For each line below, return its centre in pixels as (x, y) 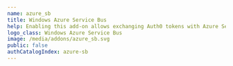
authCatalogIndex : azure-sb (48, 52)
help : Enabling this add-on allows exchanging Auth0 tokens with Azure (113, 26)
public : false (28, 45)
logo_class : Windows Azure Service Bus (65, 33)
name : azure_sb (29, 13)
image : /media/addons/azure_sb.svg (59, 39)
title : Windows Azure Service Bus (57, 20)
